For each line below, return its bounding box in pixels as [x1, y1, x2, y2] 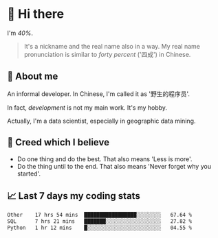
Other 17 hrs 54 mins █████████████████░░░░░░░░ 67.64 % [7, 212, 193, 219]
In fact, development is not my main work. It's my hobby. [7, 103, 167, 112]
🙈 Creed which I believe [7, 136, 110, 148]
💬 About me [7, 71, 58, 82]
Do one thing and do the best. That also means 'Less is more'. [17, 154, 193, 163]
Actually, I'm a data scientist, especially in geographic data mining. [7, 117, 196, 125]
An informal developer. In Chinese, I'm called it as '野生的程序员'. [7, 89, 190, 98]
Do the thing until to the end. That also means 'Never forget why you [17, 162, 212, 170]
